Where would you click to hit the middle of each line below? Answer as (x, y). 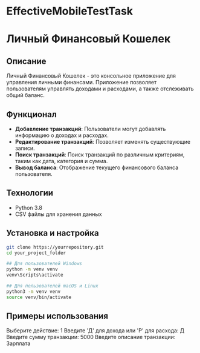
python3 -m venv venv (34, 291)
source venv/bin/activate (39, 297)
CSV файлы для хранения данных (58, 214)
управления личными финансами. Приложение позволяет (82, 82)
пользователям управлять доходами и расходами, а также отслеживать (100, 89)
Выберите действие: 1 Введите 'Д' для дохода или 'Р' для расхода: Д (95, 331)
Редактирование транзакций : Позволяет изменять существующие (103, 142)
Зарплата (18, 343)
